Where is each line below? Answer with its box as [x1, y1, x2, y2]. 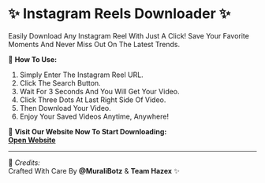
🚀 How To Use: [8, 54, 58, 64]
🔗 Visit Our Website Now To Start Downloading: [8, 126, 167, 136]
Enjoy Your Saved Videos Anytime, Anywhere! [19, 112, 170, 121]
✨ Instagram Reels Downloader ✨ [8, 5, 231, 23]
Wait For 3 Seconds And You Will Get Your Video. [19, 86, 180, 96]
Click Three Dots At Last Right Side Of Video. [19, 95, 166, 104]
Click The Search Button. [19, 78, 101, 87]
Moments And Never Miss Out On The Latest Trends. [8, 39, 180, 49]
